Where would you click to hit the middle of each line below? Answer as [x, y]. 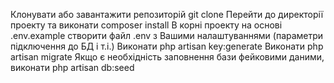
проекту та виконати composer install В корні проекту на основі [146, 25]
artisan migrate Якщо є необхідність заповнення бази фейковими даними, [167, 57]
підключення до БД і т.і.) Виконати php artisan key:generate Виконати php [167, 46]
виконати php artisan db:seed [72, 67]
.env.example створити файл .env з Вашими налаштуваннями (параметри [167, 35]
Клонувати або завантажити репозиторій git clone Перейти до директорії [167, 14]
